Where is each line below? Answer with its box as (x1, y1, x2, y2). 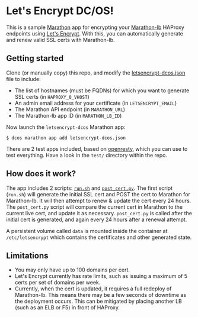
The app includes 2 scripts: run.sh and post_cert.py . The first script (6, 185, 173, 192)
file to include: (6, 75, 41, 82)
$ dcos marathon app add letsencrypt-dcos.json (6, 135, 126, 141)
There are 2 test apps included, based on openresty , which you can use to (6, 145, 188, 152)
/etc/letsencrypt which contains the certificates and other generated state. (6, 234, 192, 241)
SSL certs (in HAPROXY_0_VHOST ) (14, 93, 90, 100)
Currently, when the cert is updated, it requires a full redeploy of (14, 285, 172, 292)
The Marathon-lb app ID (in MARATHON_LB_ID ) (14, 112, 122, 119)
